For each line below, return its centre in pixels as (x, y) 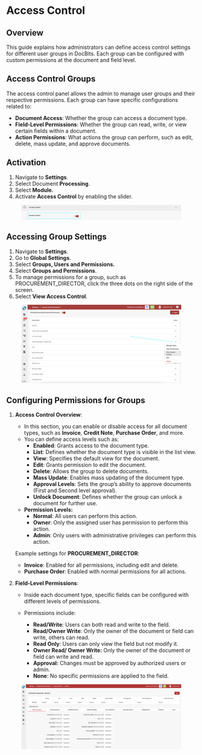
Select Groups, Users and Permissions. (65, 264)
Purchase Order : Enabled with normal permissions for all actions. (105, 572)
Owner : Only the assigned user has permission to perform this (111, 523)
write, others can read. (61, 637)
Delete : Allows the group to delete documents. (91, 472)
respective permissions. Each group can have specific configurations (92, 100)
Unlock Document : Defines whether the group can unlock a (107, 497)
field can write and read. (63, 657)
